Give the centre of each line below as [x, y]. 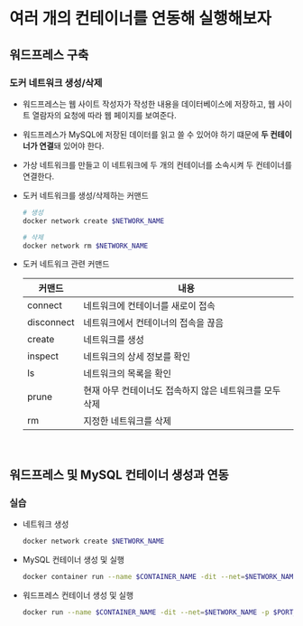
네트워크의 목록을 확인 [128, 374]
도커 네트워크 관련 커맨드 [66, 264]
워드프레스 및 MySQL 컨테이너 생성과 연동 [119, 475]
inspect [43, 356]
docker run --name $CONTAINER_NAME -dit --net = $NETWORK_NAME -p [146, 612]
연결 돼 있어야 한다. [72, 145]
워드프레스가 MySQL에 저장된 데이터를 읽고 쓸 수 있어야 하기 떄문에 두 [145, 134]
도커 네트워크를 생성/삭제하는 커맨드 [85, 195]
